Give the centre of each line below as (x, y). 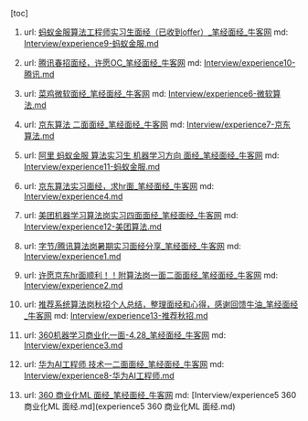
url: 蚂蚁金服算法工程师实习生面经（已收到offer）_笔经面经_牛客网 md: (156, 32)
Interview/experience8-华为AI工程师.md (99, 375)
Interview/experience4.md (73, 196)
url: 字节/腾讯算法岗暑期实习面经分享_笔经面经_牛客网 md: (132, 246)
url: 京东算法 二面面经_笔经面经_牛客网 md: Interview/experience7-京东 (157, 124)
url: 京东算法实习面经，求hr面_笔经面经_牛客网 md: (119, 186)
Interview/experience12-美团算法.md (93, 226)
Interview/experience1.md (72, 256)
